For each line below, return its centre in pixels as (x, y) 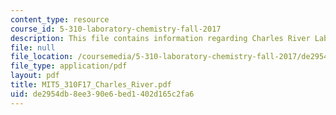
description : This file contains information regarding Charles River (160, 38)
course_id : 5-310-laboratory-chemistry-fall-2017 (116, 29)
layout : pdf (35, 76)
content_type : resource (60, 19)
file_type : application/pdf (69, 66)
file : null (33, 47)
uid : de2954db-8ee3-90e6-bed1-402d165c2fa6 (102, 94)
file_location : (42, 57)
